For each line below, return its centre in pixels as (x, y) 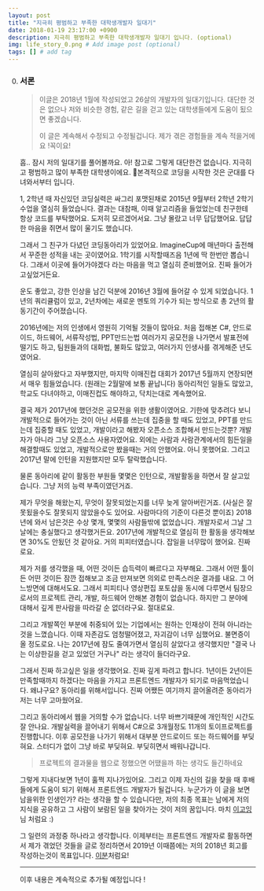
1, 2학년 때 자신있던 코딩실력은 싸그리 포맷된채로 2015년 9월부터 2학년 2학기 (136, 199)
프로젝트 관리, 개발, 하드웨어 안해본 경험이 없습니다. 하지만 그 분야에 (144, 598)
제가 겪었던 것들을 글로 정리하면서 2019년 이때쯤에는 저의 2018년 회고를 (138, 845)
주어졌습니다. (67, 311)
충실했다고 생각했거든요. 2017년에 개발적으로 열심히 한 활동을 (134, 532)
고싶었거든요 (39, 274)
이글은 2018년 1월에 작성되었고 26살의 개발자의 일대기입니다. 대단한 (143, 100)
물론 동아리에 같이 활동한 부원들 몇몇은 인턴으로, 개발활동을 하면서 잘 (124, 476)
